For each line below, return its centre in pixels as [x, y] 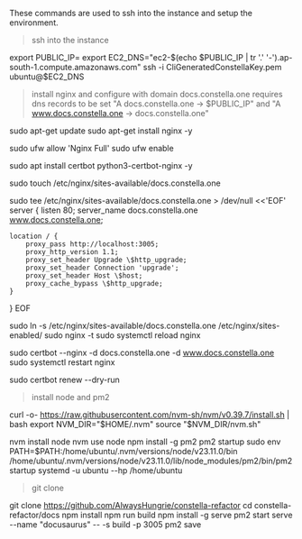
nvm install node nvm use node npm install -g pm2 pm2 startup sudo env [145, 442]
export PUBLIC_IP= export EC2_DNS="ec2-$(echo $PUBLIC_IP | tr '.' [137, 57]
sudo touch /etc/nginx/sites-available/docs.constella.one [115, 183]
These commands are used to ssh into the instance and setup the [131, 13]
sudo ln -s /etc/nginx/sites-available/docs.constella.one [113, 325]
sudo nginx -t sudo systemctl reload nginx [122, 335]
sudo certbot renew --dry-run [64, 379]
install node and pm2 [70, 397]
